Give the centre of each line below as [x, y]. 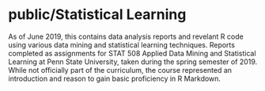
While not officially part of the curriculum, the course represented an [120, 70]
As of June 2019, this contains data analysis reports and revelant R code [126, 36]
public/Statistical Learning [97, 15]
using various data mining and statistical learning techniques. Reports [122, 44]
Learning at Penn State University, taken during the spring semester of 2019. [133, 62]
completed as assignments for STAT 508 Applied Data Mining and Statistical [132, 53]
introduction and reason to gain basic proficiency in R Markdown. [115, 78]
